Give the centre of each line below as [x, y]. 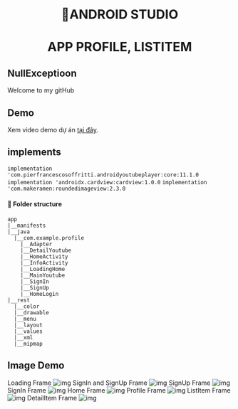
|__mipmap [28, 344]
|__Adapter [36, 245]
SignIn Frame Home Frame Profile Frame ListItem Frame [119, 390]
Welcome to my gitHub [41, 90]
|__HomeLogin [40, 294]
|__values [28, 331]
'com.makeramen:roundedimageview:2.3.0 [67, 188]
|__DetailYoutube [46, 251]
